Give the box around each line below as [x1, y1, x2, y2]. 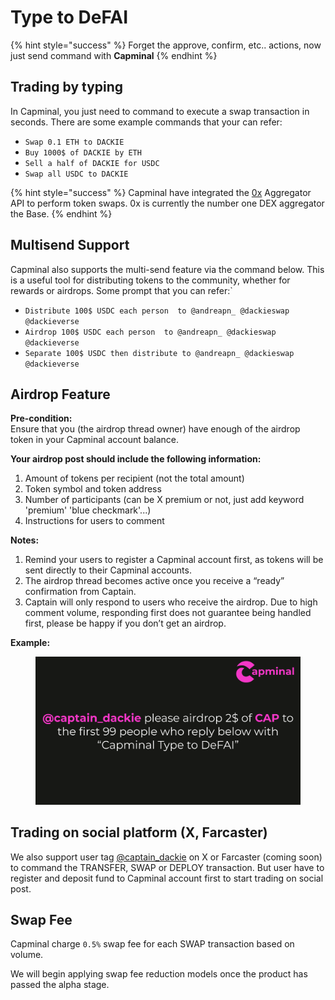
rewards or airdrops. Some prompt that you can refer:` [10, 284, 233, 296]
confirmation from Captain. [24, 586, 137, 598]
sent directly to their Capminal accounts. [24, 564, 192, 576]
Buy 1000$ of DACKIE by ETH [24, 147, 142, 158]
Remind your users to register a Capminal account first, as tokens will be [24, 554, 324, 566]
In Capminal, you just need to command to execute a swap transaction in [10, 105, 310, 117]
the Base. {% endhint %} [10, 207, 113, 220]
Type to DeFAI [10, 6, 129, 29]
